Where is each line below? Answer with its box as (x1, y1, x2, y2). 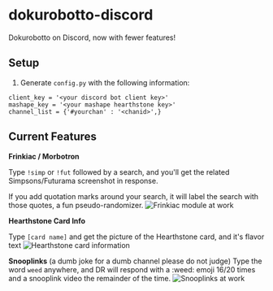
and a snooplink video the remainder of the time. (8, 273, 171, 283)
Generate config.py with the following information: (19, 77, 190, 87)
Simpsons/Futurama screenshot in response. (8, 176, 158, 185)
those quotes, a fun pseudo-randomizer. (8, 200, 144, 210)
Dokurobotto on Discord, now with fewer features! (8, 33, 176, 42)
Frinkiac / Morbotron (8, 151, 80, 161)
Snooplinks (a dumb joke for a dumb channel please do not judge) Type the (8, 256, 262, 266)
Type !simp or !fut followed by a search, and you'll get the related (8, 167, 230, 176)
